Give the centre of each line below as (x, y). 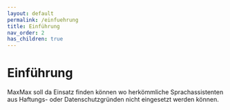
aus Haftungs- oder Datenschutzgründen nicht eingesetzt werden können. (113, 100)
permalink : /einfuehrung (43, 20)
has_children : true (35, 39)
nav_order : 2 (26, 33)
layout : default (30, 13)
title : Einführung (33, 26)
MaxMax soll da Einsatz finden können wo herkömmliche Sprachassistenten (115, 92)
